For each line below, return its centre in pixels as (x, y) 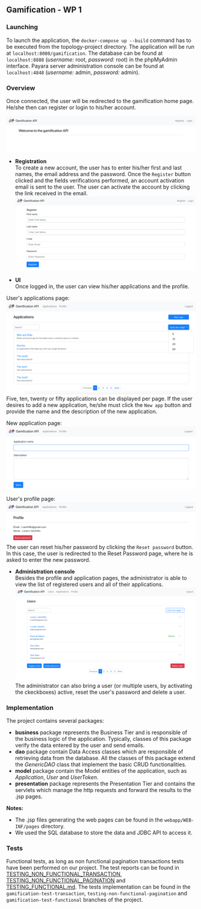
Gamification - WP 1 (44, 10)
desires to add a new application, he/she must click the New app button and (99, 405)
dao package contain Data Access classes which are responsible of (99, 752)
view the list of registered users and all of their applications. (89, 584)
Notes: (15, 808)
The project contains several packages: (55, 721)
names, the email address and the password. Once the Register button (103, 174)
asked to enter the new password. (48, 559)
